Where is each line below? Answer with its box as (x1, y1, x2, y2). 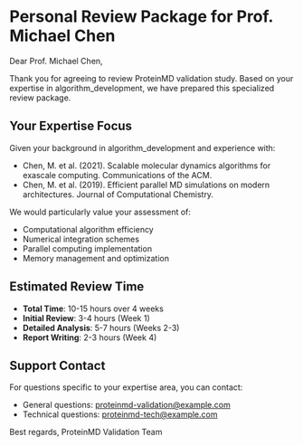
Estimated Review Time (9, 279, 145, 295)
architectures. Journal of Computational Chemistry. (22, 188, 214, 200)
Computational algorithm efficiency (22, 223, 154, 234)
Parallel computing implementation (22, 242, 152, 254)
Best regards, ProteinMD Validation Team (9, 427, 163, 438)
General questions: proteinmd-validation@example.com (22, 400, 231, 411)
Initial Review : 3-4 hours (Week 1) (22, 312, 151, 323)
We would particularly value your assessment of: (9, 206, 192, 217)
